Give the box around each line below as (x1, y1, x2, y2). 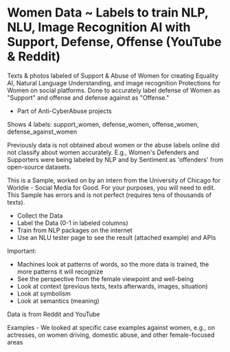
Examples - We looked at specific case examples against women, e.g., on (7, 323, 215, 331)
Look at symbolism (16, 289, 71, 298)
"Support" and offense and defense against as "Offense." (7, 93, 170, 101)
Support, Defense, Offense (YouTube (7, 34, 222, 50)
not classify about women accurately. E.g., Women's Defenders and (7, 148, 199, 156)
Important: (7, 247, 36, 255)
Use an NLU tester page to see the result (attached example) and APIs (16, 233, 216, 242)
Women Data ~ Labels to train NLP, (7, 5, 209, 21)
